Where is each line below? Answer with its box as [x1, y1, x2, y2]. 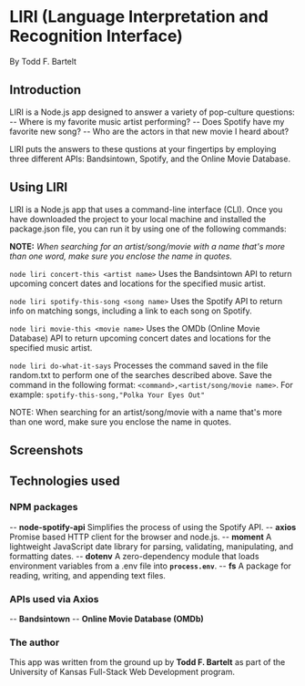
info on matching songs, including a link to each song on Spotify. [9, 305, 252, 316]
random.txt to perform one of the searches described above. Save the [9, 369, 272, 380]
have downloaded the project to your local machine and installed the [9, 213, 267, 224]
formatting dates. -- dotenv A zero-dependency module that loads [9, 550, 259, 561]
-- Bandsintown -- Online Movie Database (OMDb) [9, 613, 205, 624]
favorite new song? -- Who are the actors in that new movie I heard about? [9, 126, 290, 137]
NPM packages [9, 501, 79, 514]
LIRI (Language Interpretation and [9, 6, 269, 27]
